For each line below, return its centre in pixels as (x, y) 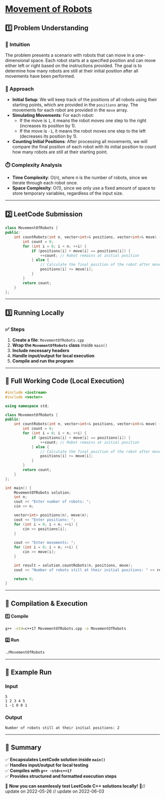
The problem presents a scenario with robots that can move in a (70, 55)
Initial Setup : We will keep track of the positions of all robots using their (84, 100)
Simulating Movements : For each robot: (53, 115)
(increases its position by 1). (48, 126)
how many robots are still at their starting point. (60, 152)
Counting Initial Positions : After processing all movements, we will (80, 142)
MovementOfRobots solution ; (42, 492)
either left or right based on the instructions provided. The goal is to (74, 66)
